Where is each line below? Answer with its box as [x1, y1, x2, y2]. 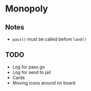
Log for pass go [12, 63, 45, 70]
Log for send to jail [12, 69, 51, 75]
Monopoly [5, 3, 48, 14]
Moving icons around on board [12, 79, 76, 85]
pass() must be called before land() [12, 36, 87, 42]
